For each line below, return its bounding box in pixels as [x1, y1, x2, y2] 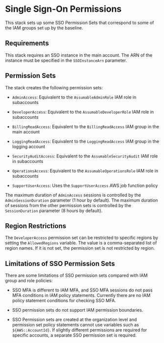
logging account [12, 143, 46, 149]
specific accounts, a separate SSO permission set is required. [12, 332, 137, 338]
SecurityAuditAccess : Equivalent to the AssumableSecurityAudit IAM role [12, 153, 158, 159]
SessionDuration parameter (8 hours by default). [5, 208, 103, 213]
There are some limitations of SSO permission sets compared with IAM [5, 272, 148, 278]
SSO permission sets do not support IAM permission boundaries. [12, 307, 143, 313]
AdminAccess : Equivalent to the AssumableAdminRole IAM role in [12, 94, 137, 100]
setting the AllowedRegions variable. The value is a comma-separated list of [5, 240, 157, 246]
